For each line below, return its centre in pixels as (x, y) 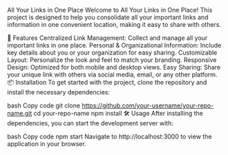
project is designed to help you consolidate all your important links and (108, 17)
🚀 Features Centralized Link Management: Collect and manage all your (107, 38)
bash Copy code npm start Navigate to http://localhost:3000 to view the (110, 136)
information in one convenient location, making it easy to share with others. (114, 24)
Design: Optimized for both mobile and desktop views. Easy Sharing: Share (114, 67)
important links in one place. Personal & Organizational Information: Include (114, 45)
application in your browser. (47, 144)
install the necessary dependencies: (59, 92)
